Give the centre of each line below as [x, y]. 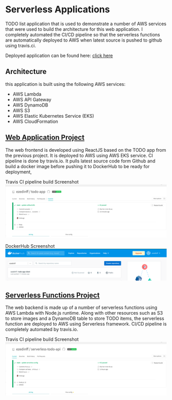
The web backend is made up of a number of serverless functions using [81, 307]
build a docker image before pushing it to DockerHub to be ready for [78, 166]
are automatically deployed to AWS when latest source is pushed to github [84, 40]
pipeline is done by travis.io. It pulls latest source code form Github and [80, 161]
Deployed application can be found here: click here [59, 56]
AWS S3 [21, 110]
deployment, [18, 172]
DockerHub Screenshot [30, 246]
